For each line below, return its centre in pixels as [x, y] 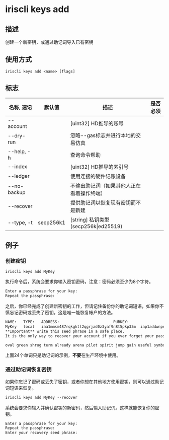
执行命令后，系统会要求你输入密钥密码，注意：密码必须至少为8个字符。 [79, 282]
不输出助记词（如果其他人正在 [105, 186]
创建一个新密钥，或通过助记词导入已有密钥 [49, 42]
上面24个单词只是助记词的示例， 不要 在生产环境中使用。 [63, 355]
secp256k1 [51, 223]
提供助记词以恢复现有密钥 [100, 202]
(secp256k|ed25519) [96, 226]
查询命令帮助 [85, 155]
